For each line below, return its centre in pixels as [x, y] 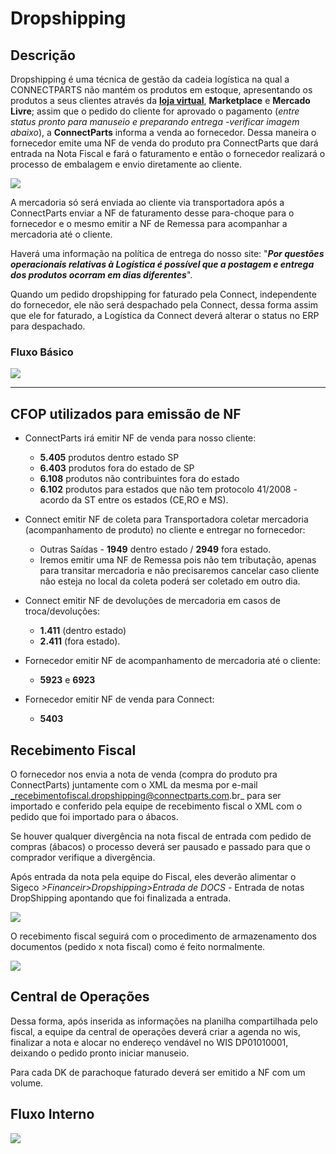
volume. [27, 1083]
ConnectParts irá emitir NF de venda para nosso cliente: [140, 438]
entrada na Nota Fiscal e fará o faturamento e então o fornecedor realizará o [168, 153]
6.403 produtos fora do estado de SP [117, 468]
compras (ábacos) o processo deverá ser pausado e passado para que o [160, 846]
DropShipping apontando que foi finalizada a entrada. [121, 898]
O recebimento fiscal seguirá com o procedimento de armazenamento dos [163, 936]
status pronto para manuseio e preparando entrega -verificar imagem [155, 121]
